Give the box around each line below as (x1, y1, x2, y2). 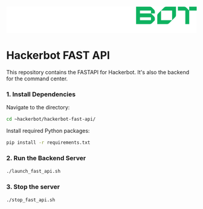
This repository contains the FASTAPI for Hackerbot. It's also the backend (6, 68, 190, 76)
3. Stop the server (6, 182, 60, 191)
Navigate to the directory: (6, 104, 70, 111)
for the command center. (6, 75, 68, 82)
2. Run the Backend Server (6, 153, 86, 162)
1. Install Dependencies (6, 90, 76, 98)
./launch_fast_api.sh (6, 169, 61, 175)
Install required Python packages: (6, 127, 90, 135)
